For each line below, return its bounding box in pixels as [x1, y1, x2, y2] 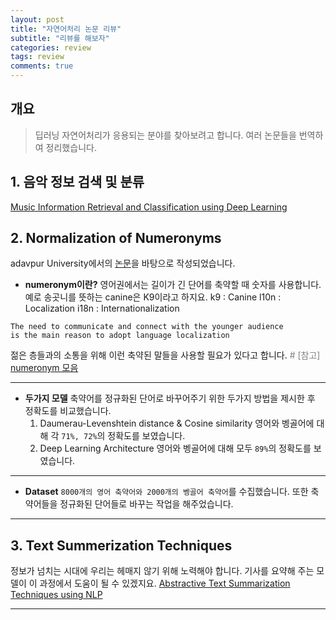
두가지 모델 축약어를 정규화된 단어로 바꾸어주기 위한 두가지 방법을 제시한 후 [24, 392, 316, 405]
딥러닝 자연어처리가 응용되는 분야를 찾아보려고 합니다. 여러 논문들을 [34, 129, 297, 141]
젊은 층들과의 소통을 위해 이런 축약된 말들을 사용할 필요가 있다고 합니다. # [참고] [10, 349, 321, 361]
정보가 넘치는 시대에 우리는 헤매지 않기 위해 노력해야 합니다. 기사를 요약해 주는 [10, 565, 315, 577]
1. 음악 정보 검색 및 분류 [10, 174, 145, 191]
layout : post [10, 14, 65, 25]
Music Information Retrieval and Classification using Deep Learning [10, 201, 288, 213]
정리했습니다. [45, 141, 97, 153]
